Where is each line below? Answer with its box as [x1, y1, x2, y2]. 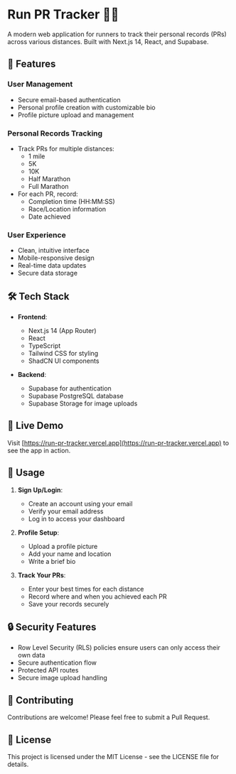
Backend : [17, 371, 47, 379]
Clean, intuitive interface [17, 246, 90, 255]
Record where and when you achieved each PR [28, 592, 167, 601]
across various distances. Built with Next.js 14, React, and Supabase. [7, 37, 209, 45]
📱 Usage [7, 467, 45, 479]
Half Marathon [28, 174, 71, 183]
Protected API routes [17, 666, 79, 675]
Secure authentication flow [17, 658, 97, 667]
